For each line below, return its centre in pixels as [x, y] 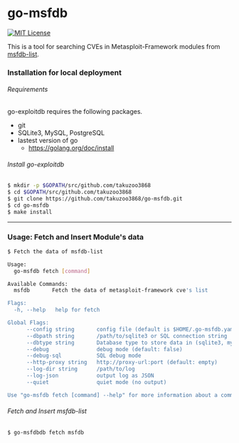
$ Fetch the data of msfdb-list [55, 251]
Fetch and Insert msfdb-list [47, 411]
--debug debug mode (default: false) [104, 349]
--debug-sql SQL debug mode [84, 356]
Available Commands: [38, 284]
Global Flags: [28, 323]
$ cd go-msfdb [28, 205]
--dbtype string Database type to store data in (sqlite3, [125, 343]
